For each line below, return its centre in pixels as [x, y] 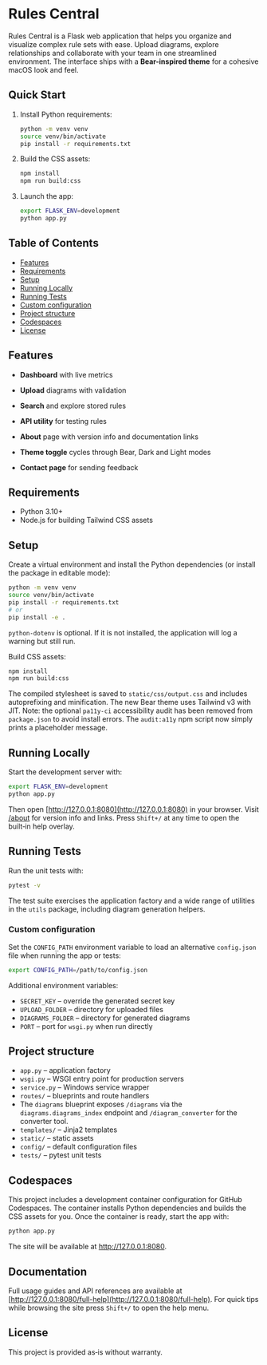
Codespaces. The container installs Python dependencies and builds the [128, 1208]
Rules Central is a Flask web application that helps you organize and [120, 36]
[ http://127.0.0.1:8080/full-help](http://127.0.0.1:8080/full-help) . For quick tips [133, 1299]
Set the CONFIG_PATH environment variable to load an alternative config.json [132, 947]
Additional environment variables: [63, 985]
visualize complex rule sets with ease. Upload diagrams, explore [114, 44]
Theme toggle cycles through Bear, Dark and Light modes [115, 452]
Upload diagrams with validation [73, 390]
